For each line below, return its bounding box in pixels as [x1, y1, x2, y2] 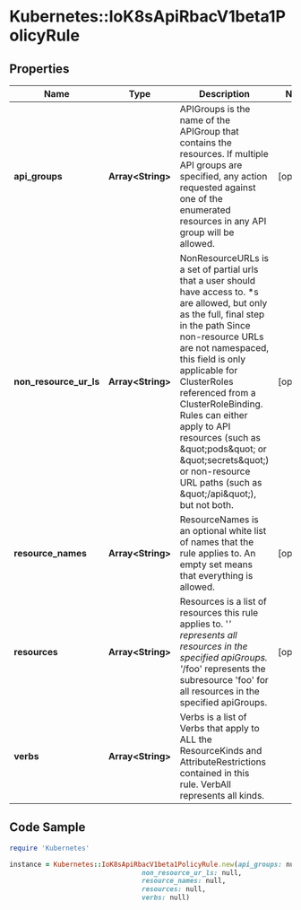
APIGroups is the [179, 103, 251, 115]
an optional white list [179, 525, 267, 537]
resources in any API [179, 215, 267, 227]
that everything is [179, 570, 254, 582]
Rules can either [179, 409, 248, 421]
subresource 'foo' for [179, 674, 269, 686]
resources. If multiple [179, 148, 269, 160]
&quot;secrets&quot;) [179, 454, 270, 466]
